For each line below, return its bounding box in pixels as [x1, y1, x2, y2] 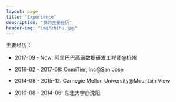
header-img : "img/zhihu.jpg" [6, 25, 78, 31]
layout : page [6, 8, 38, 15]
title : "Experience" [6, 14, 57, 20]
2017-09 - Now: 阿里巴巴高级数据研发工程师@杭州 [14, 54, 137, 62]
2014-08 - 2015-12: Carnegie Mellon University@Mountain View [14, 77, 170, 84]
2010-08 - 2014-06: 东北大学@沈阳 [14, 89, 101, 97]
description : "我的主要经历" [6, 19, 72, 25]
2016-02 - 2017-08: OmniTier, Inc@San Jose [14, 66, 124, 73]
